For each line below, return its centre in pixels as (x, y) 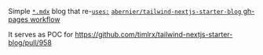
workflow (45, 19)
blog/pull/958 (30, 43)
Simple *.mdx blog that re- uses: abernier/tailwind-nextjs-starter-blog (125, 11)
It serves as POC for (41, 34)
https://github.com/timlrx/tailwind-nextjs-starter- (153, 34)
